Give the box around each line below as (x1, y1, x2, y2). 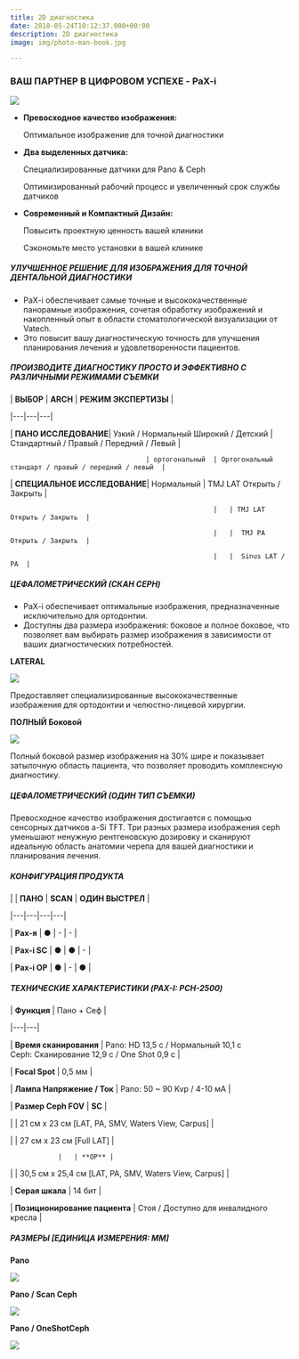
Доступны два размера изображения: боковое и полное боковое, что (22, 620, 290, 631)
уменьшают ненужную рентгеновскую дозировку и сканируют (10, 832, 252, 842)
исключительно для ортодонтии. (22, 611, 148, 622)
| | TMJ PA (213, 529, 266, 538)
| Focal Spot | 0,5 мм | (10, 1066, 93, 1078)
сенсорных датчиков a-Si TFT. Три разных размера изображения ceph (10, 822, 281, 833)
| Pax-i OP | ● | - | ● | (10, 963, 92, 973)
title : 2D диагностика (10, 12, 94, 22)
